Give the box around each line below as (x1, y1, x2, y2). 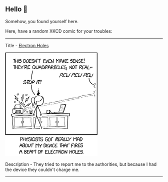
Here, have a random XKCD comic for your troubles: (5, 28, 112, 34)
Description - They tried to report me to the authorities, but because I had (5, 161, 157, 167)
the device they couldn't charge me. (5, 166, 80, 172)
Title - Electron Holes (5, 42, 49, 48)
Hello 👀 (5, 5, 28, 14)
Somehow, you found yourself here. (5, 18, 79, 24)
